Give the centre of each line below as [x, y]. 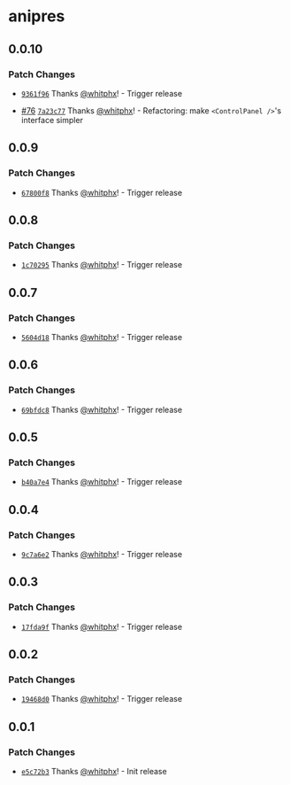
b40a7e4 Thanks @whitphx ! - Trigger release [102, 482]
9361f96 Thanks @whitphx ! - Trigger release [102, 93]
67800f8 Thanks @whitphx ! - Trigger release [102, 192]
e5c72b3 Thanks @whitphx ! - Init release [94, 772]
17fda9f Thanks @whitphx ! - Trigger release [102, 626]
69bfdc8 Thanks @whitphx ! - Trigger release [102, 409]
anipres [37, 16]
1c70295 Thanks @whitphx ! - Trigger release [102, 265]
